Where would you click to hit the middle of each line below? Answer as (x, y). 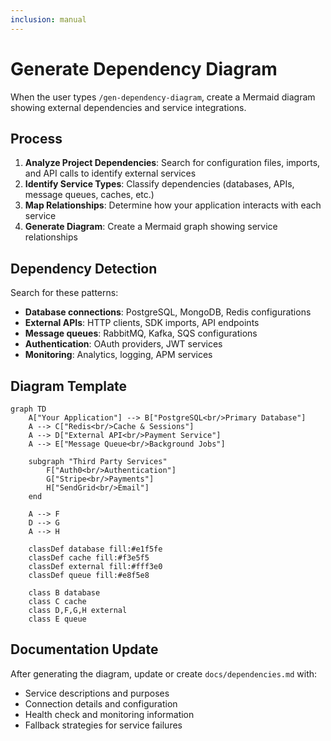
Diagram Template (69, 386)
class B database (64, 593)
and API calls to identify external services (110, 173)
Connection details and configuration (101, 703)
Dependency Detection (84, 268)
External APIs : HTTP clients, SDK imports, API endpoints (142, 323)
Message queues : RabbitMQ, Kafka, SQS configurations (141, 333)
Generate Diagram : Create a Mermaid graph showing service (151, 227)
